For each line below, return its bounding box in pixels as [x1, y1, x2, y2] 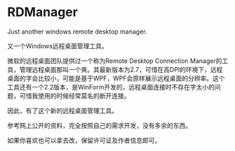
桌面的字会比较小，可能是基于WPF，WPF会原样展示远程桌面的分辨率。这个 [7, 74, 226, 82]
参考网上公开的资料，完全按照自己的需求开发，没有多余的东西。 [7, 121, 192, 129]
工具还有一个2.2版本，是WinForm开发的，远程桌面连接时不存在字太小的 [7, 82, 215, 91]
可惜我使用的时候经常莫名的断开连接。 [19, 92, 130, 100]
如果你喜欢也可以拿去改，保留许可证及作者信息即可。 [7, 136, 161, 144]
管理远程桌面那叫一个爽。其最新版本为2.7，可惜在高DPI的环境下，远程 [19, 65, 223, 73]
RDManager [7, 4, 79, 20]
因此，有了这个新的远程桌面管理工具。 [7, 106, 118, 115]
